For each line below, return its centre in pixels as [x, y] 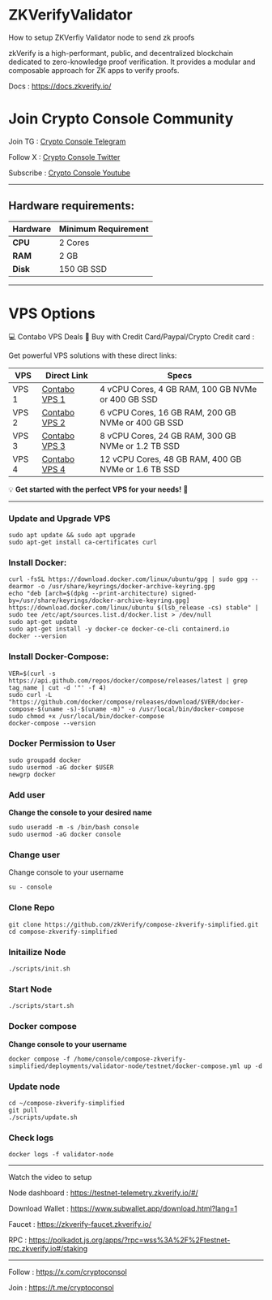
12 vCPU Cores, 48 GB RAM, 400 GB [171, 458]
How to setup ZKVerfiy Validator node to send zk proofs [102, 37]
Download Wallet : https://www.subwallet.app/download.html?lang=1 [123, 1209]
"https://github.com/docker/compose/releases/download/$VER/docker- [126, 702]
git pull [23, 1110]
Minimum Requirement [104, 229]
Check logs [31, 1138]
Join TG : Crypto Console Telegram [67, 141]
